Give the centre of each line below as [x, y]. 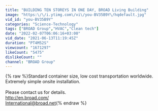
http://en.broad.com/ [27, 98]
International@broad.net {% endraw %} [46, 103]
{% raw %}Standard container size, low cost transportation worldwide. [79, 76]
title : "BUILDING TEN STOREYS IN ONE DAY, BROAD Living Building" [77, 10]
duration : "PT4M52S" [27, 43]
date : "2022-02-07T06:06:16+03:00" [43, 33]
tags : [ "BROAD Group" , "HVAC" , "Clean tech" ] [52, 29]
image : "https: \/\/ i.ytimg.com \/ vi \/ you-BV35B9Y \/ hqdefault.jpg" [76, 15]
